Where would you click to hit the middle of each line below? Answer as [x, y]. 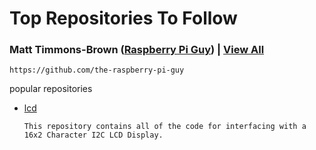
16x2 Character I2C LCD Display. [93, 135]
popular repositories [51, 89]
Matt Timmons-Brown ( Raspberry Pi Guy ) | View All [137, 50]
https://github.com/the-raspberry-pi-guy [97, 70]
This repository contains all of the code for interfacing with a [165, 127]
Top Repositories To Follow [123, 18]
